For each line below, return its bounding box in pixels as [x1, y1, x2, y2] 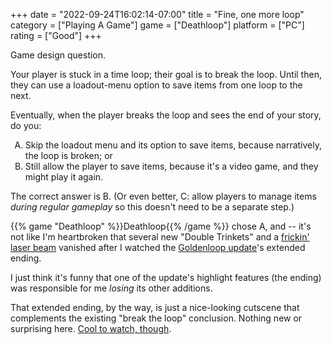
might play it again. [24, 171, 104, 183]
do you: [10, 120, 42, 131]
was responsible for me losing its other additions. [10, 282, 213, 294]
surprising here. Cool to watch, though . [10, 323, 172, 334]
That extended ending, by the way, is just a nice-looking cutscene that [10, 302, 300, 313]
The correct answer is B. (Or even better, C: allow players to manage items [10, 190, 317, 202]
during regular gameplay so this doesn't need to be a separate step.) [10, 201, 295, 213]
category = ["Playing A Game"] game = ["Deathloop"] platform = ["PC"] [10, 19, 305, 31]
